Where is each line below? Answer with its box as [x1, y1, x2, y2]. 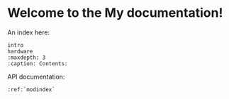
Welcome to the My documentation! [7, 5, 223, 21]
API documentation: [7, 72, 65, 81]
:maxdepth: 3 [7, 54, 46, 61]
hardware [7, 48, 33, 55]
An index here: [7, 28, 50, 37]
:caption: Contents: [7, 60, 69, 67]
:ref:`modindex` [7, 86, 55, 93]
